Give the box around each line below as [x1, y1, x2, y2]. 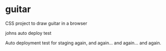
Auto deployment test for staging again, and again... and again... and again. [5, 39, 161, 46]
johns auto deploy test [5, 30, 51, 36]
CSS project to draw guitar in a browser [5, 20, 87, 26]
